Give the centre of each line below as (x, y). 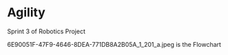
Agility (27, 13)
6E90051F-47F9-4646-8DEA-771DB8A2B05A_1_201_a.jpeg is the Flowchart (114, 44)
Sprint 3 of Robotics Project (46, 31)
